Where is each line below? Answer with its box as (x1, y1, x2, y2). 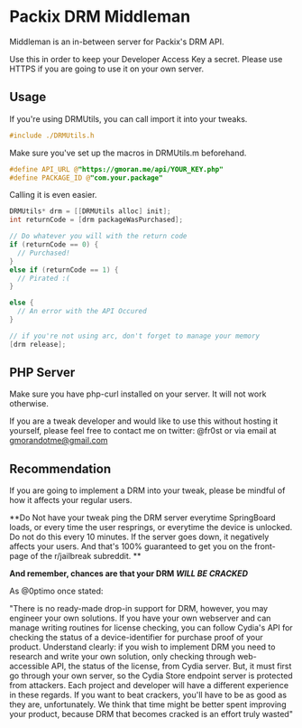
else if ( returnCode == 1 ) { (9, 265, 119, 275)
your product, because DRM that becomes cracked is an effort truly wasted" (9, 709, 293, 720)
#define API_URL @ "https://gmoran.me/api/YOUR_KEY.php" (9, 164, 224, 173)
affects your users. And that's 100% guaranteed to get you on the (9, 541, 252, 552)
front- (253, 541, 277, 552)
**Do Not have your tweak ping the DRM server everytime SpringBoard (9, 512, 277, 523)
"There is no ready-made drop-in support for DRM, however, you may (9, 603, 269, 614)
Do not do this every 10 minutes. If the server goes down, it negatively (9, 531, 270, 543)
